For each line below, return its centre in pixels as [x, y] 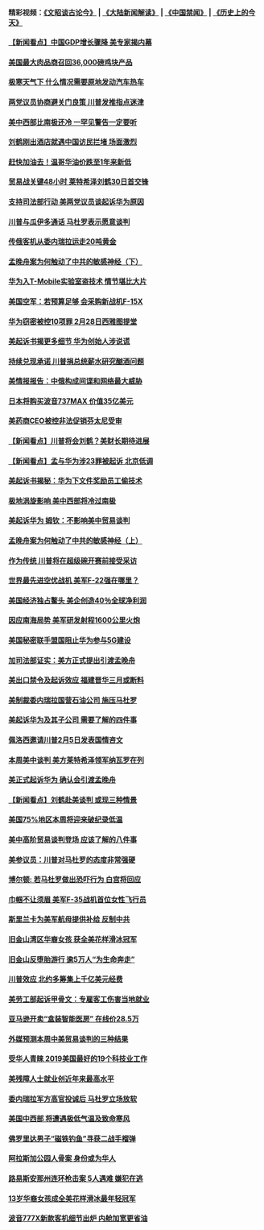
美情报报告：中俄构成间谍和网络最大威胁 [75, 381]
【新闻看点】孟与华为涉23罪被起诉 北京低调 [81, 461]
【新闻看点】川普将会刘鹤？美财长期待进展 [79, 441]
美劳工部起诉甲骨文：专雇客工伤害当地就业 [79, 999]
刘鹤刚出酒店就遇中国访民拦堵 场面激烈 [73, 142]
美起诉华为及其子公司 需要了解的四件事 [73, 720]
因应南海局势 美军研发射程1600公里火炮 [74, 620]
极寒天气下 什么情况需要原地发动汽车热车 [76, 82]
